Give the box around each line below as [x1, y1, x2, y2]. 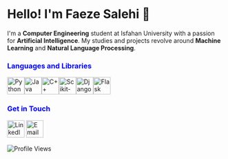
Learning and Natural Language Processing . [7, 44, 136, 52]
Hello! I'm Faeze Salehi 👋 [7, 6, 150, 22]
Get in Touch [7, 104, 51, 113]
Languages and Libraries [7, 61, 92, 71]
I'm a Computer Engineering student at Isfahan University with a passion [7, 29, 215, 37]
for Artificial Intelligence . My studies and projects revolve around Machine [7, 36, 221, 44]
